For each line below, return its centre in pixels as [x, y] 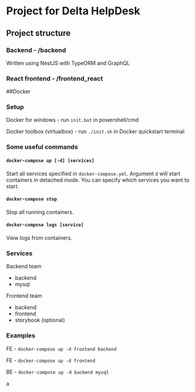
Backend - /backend [36, 50]
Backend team [24, 267]
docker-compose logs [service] [45, 225]
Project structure [38, 33]
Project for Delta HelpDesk [73, 11]
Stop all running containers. [40, 212]
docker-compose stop [32, 199]
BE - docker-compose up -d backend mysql [58, 372]
